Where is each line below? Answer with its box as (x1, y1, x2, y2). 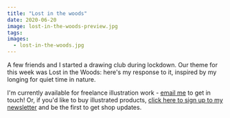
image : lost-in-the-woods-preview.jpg (7, 23, 118, 29)
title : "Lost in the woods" (7, 10, 88, 17)
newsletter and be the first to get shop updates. (7, 104, 142, 111)
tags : (7, 29, 23, 36)
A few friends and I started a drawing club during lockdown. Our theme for (7, 61, 218, 69)
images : (7, 36, 30, 43)
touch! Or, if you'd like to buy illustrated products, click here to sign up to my (7, 96, 223, 104)
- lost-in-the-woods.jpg (13, 42, 84, 49)
